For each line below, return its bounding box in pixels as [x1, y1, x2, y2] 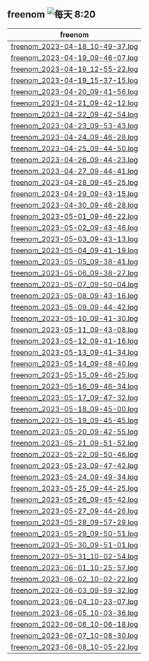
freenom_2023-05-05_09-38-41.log [10, 257, 139, 266]
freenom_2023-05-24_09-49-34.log [10, 472, 139, 482]
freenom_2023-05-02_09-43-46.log [10, 222, 139, 232]
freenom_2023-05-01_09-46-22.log [10, 211, 139, 221]
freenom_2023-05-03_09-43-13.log [10, 234, 139, 244]
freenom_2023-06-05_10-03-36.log [10, 608, 139, 618]
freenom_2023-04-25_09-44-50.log [10, 144, 139, 153]
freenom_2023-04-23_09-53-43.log [10, 121, 139, 130]
